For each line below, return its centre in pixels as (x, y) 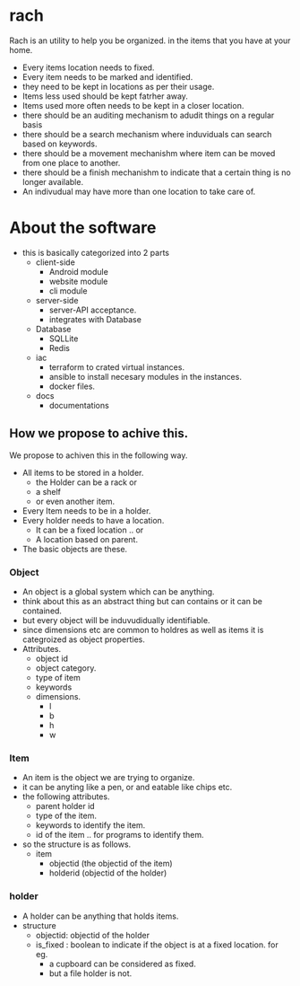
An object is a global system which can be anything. (118, 591)
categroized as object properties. (84, 639)
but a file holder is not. (90, 973)
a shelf (48, 491)
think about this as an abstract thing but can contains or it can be (142, 601)
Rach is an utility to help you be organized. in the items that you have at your (150, 40)
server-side (57, 300)
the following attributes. (66, 797)
